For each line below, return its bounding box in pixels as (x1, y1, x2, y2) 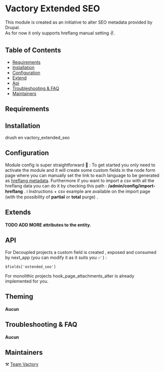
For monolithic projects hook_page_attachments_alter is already (5, 273, 134, 279)
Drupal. (5, 24, 20, 30)
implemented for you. (5, 278, 49, 284)
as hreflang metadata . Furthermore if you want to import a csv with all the (5, 178, 155, 184)
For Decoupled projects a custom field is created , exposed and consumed (5, 249, 157, 255)
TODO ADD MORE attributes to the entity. (5, 222, 91, 228)
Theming (5, 292, 33, 301)
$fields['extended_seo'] (5, 264, 56, 269)
